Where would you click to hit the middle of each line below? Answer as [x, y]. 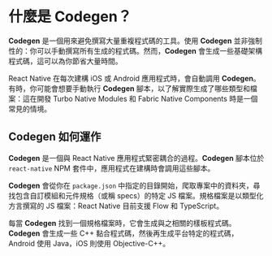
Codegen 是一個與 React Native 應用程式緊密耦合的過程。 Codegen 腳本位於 [136, 158]
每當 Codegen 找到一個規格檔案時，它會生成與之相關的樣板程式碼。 [122, 223]
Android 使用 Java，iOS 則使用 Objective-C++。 [89, 243]
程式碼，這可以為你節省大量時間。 [65, 61]
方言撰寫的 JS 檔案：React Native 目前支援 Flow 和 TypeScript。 [116, 206]
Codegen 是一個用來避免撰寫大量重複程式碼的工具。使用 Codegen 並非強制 [135, 41]
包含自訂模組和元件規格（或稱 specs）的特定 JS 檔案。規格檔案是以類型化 [139, 195]
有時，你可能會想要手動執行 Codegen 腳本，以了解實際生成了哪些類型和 [129, 88]
